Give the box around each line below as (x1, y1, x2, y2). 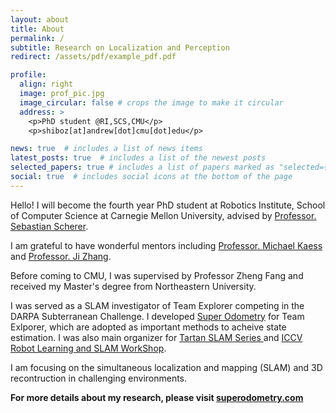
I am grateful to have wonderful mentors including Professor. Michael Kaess (10, 239, 323, 251)
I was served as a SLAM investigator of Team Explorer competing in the (10, 299, 305, 311)
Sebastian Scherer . (10, 220, 89, 232)
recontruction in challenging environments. (10, 372, 188, 384)
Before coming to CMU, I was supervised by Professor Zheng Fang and (10, 269, 304, 281)
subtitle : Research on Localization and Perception (10, 42, 230, 53)
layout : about (10, 14, 70, 25)
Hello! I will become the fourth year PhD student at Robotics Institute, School (10, 199, 326, 211)
